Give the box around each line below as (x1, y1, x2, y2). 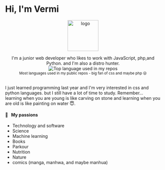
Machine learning (12, 133, 48, 139)
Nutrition (12, 149, 31, 155)
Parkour (12, 144, 29, 150)
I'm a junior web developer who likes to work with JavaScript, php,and (11, 55, 155, 61)
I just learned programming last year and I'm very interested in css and (5, 85, 149, 90)
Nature (12, 154, 27, 160)
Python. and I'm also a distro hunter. (46, 60, 120, 66)
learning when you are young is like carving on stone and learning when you (5, 95, 161, 101)
